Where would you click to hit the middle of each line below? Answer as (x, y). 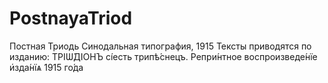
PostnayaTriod (71, 18)
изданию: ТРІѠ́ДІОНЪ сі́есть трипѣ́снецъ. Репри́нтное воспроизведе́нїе (163, 56)
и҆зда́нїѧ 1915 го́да (46, 67)
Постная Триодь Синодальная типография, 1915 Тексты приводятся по (160, 46)
